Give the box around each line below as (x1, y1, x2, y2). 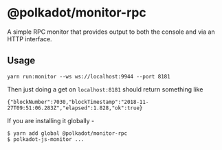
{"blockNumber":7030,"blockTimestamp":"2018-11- (7, 98, 149, 105)
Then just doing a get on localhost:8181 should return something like (7, 85, 203, 94)
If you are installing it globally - (7, 116, 95, 125)
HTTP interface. (7, 34, 53, 43)
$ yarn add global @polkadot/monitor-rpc (7, 129, 128, 137)
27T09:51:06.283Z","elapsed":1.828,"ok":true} (7, 105, 143, 111)
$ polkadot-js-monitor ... (7, 136, 85, 142)
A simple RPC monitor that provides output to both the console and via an (7, 28, 215, 36)
